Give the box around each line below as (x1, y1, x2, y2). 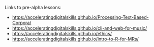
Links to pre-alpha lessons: (5, 5, 61, 10)
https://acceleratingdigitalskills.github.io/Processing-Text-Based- (12, 14, 149, 20)
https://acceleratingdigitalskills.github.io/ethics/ (12, 31, 112, 36)
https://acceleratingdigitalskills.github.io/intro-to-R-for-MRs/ (12, 36, 139, 42)
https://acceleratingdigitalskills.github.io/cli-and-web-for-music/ (12, 25, 147, 31)
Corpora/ (12, 20, 32, 26)
